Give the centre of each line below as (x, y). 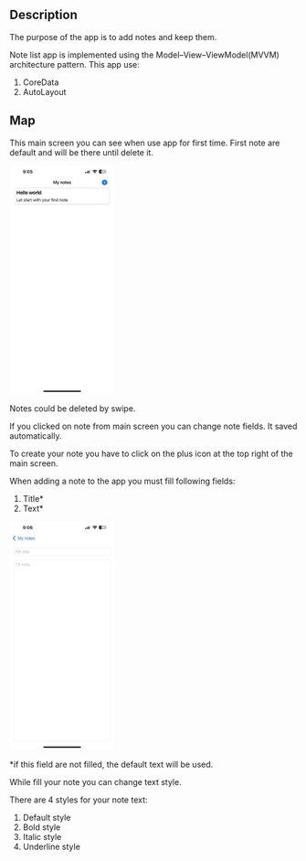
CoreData (41, 82)
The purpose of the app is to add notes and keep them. (113, 37)
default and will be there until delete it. (81, 152)
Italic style (42, 836)
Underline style (51, 846)
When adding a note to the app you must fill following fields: (122, 481)
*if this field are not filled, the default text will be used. (111, 764)
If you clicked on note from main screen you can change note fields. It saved (153, 426)
